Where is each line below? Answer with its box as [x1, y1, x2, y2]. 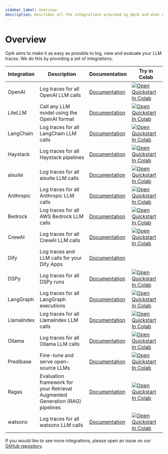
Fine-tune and [39, 352, 74, 359]
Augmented [39, 392, 67, 399]
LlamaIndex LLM [39, 317, 78, 324]
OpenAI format [39, 116, 74, 123]
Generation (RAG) [39, 398, 81, 405]
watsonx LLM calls [39, 422, 83, 429]
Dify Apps [39, 261, 63, 268]
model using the [39, 109, 77, 116]
